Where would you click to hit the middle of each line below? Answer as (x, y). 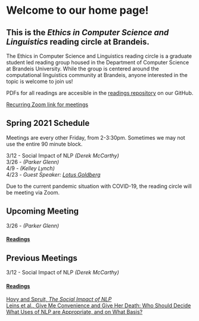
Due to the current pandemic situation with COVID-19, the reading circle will (99, 186)
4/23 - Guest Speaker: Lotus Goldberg (53, 174)
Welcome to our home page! (77, 10)
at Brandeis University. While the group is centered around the (83, 69)
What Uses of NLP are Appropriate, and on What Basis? (74, 312)
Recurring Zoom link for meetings (47, 104)
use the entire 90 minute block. (44, 144)
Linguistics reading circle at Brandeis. (78, 41)
